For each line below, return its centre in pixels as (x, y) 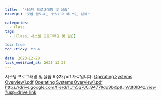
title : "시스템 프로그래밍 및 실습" (37, 9)
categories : (17, 23)
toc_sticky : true (22, 49)
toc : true (15, 45)
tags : (10, 32)
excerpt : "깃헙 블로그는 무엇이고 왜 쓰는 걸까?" (48, 14)
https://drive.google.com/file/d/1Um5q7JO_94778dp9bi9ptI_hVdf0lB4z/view (80, 87)
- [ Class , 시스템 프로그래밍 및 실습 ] (43, 36)
